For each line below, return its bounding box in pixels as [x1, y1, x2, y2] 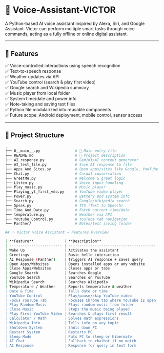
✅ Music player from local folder [5, 90, 70, 96]
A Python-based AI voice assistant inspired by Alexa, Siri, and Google [5, 21, 145, 26]
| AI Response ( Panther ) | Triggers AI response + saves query [5, 257, 143, 262]
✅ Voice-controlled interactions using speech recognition [5, 62, 121, 68]
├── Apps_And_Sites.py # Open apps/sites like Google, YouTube [5, 166, 159, 171]
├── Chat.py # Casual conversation [5, 171, 121, 176]
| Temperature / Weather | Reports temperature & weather [5, 284, 132, 289]
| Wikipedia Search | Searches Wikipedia [5, 280, 108, 285]
